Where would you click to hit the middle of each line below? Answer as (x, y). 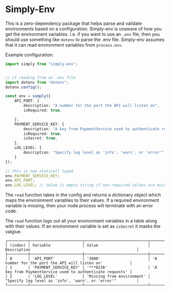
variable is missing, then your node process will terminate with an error (79, 206)
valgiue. (13, 232)
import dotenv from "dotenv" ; (37, 82)
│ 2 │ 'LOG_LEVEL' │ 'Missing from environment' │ (78, 277)
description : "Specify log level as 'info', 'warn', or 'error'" (94, 153)
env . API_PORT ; (20, 180)
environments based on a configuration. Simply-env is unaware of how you (83, 28)
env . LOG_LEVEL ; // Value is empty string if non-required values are (80, 185)
